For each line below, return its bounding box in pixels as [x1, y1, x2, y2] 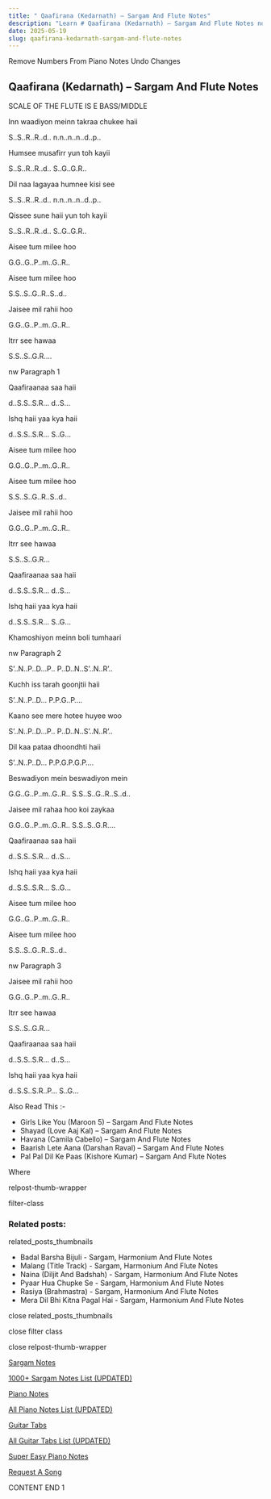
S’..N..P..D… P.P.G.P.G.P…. [8, 758, 94, 767]
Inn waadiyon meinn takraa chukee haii [8, 117, 139, 127]
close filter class [8, 1326, 63, 1336]
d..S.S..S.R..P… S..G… [8, 1086, 79, 1096]
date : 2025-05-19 [8, 27, 67, 35]
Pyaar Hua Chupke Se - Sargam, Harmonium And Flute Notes [19, 1278, 224, 1288]
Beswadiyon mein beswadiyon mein [8, 774, 127, 783]
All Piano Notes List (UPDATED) [8, 1405, 113, 1414]
